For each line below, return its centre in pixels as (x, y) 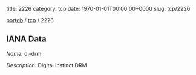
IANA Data (26, 39)
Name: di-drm (24, 53)
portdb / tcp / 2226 (30, 20)
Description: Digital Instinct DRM (47, 65)
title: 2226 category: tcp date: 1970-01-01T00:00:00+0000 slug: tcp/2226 (98, 9)
